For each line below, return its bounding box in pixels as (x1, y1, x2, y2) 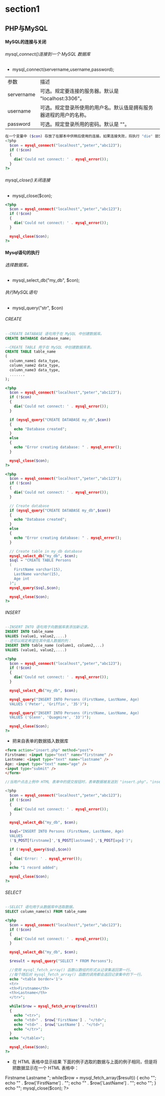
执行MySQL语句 (5, 289, 38, 295)
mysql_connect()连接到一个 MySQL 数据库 (5, 51, 91, 57)
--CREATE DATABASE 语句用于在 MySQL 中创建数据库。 (5, 331, 104, 336)
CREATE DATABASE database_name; (5, 336, 71, 341)
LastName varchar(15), (14, 572, 60, 577)
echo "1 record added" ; (9, 865, 58, 870)
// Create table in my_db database (9, 549, 82, 554)
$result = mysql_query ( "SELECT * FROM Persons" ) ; (9, 959, 113, 964)
